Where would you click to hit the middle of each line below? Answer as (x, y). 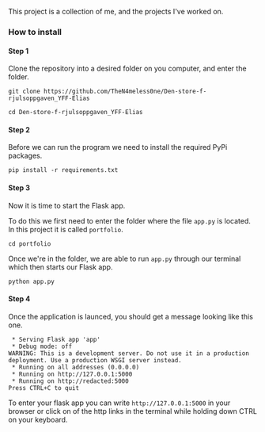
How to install (35, 32)
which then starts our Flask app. (61, 267)
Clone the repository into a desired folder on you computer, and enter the (127, 69)
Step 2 (19, 129)
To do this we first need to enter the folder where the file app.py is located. (130, 220)
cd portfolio (30, 244)
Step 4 (19, 299)
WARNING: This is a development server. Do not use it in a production (129, 353)
